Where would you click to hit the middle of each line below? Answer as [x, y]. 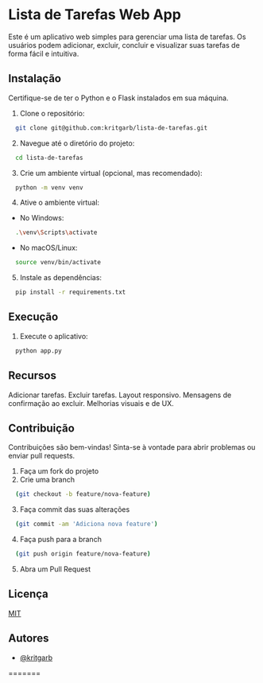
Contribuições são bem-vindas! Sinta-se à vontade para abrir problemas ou [132, 447]
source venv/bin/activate [58, 263]
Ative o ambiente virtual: [60, 203]
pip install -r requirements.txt [71, 292]
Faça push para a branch [60, 540]
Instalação [35, 78]
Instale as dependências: [60, 278]
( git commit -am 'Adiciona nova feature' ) [87, 524]
